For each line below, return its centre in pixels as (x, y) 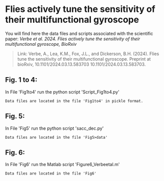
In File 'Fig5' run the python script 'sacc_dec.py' (54, 128)
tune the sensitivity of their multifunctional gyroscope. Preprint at (84, 59)
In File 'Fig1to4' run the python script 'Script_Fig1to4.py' (62, 92)
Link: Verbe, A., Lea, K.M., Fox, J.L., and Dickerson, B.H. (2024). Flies (88, 54)
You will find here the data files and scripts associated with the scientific (79, 33)
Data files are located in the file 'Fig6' (51, 174)
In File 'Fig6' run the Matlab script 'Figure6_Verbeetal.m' (63, 165)
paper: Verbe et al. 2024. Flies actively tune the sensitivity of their (73, 39)
